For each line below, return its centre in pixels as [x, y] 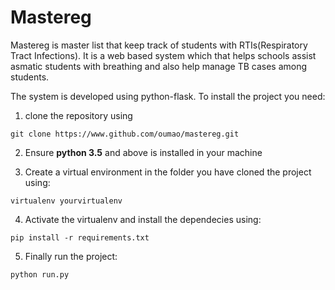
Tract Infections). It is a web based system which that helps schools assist [163, 55]
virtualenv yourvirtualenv [66, 201]
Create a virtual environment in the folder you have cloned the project [168, 172]
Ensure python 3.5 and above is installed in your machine [143, 152]
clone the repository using [78, 115]
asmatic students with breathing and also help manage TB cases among [159, 66]
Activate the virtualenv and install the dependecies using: [143, 219]
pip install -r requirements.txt [80, 237]
